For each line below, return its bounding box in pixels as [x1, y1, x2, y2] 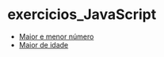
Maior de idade [18, 40, 69, 49]
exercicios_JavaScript [7, 6, 157, 24]
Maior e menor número [18, 32, 94, 41]
